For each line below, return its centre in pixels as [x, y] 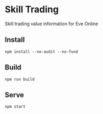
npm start [15, 107]
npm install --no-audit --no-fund [42, 52]
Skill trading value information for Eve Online [51, 24]
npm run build [20, 79]
